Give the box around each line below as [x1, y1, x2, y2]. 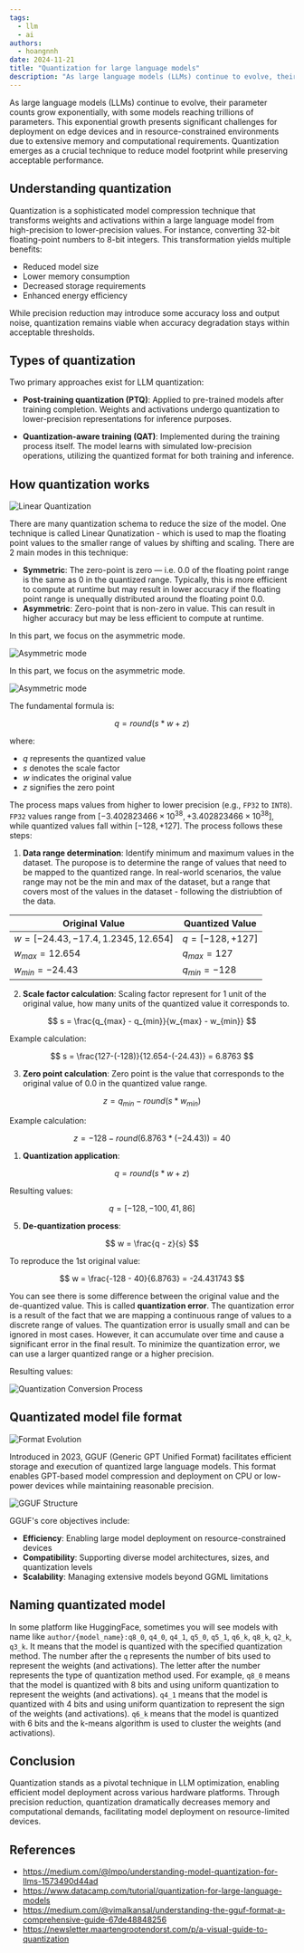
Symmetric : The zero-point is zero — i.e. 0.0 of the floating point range [22, 565, 290, 576]
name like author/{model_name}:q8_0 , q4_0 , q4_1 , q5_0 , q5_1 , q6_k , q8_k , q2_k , [9, 1631, 292, 1642]
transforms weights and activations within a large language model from [9, 215, 274, 225]
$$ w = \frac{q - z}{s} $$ [105, 1238, 199, 1249]
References [9, 1842, 76, 1857]
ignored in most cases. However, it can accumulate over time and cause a [9, 1329, 285, 1340]
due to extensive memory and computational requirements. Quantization [9, 135, 280, 146]
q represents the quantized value [22, 753, 147, 764]
